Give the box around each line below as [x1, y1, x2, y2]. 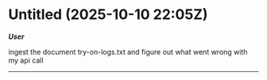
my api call [8, 55, 44, 65]
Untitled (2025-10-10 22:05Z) [8, 6, 208, 24]
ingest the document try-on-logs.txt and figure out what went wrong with [8, 47, 248, 56]
